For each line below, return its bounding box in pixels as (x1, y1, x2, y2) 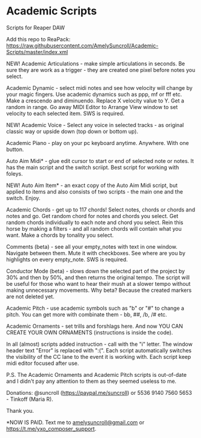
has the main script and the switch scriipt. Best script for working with (6, 164, 179, 171)
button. (6, 146, 24, 153)
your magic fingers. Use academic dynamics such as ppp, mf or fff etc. (6, 90, 182, 98)
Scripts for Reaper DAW (6, 24, 65, 31)
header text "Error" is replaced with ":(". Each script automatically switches (6, 346, 192, 354)
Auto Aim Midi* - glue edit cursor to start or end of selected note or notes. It (6, 157, 194, 164)
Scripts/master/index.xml (6, 48, 68, 55)
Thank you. (6, 407, 34, 414)
